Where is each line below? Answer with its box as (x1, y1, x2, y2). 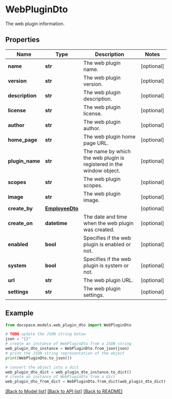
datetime (45, 220, 68, 227)
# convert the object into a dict (5, 365, 79, 370)
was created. (83, 226, 115, 233)
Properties (5, 35, 40, 44)
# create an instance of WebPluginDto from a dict (5, 374, 116, 380)
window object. (83, 167, 120, 174)
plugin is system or (83, 262, 129, 269)
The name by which (83, 148, 131, 155)
